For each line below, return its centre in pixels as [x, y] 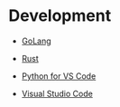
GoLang [36, 41]
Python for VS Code [59, 76]
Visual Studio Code [57, 93]
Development [60, 16]
